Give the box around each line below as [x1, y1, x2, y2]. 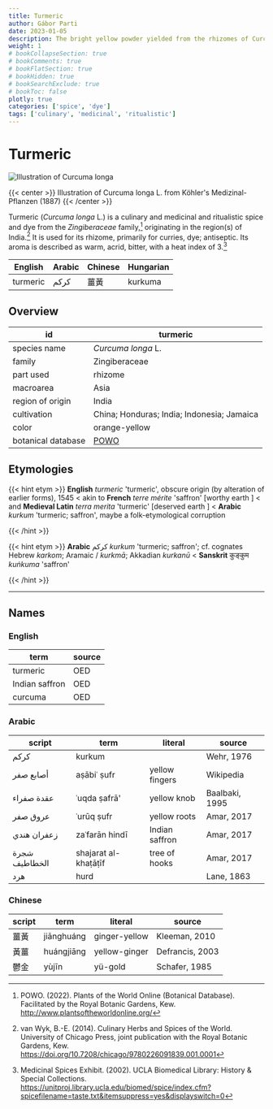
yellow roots [149, 810, 197, 821]
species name [12, 342, 67, 353]
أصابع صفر [12, 769, 49, 780]
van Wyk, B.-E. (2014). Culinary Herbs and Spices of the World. [19, 1023, 233, 1033]
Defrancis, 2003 [156, 946, 219, 957]
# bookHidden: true [8, 72, 75, 80]
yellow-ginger [93, 946, 149, 957]
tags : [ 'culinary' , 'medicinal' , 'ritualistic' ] [8, 110, 176, 119]
